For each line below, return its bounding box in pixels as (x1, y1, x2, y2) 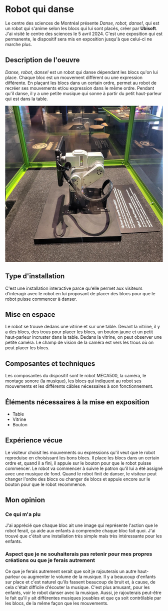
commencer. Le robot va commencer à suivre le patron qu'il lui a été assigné (5, 465, 163, 471)
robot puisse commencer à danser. (5, 296, 77, 302)
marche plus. (5, 41, 32, 47)
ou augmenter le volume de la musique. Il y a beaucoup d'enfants (21, 573, 156, 579)
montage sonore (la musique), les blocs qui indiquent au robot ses (5, 378, 141, 384)
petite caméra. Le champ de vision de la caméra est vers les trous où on (5, 339, 154, 346)
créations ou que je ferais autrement (5, 557, 95, 564)
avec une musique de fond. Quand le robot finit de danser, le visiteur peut (5, 470, 157, 476)
